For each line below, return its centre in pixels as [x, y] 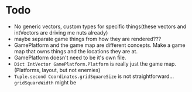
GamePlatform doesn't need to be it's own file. [70, 57]
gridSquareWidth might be [45, 82]
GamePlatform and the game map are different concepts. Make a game [100, 45]
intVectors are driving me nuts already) [61, 32]
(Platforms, [27, 70]
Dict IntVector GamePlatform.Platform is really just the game [88, 64]
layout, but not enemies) [71, 70]
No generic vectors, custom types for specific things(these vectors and [100, 26]
